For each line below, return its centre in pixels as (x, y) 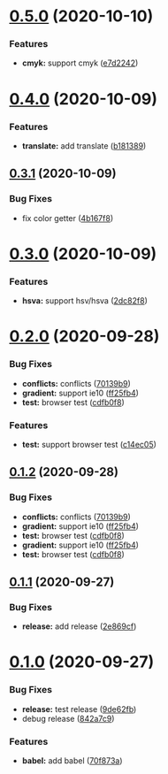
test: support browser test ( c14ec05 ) (89, 444)
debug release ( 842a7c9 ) (68, 718)
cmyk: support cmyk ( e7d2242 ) (80, 63)
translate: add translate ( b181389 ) (84, 146)
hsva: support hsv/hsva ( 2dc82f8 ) (84, 301)
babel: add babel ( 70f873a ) (72, 761)
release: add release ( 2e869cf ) (79, 626)
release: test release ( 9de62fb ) (79, 709)
